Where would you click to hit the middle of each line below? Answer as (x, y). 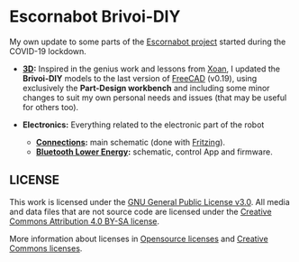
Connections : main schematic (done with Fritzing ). (131, 142)
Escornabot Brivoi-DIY (95, 17)
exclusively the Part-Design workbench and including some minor (146, 88)
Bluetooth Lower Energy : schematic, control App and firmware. (154, 152)
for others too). (50, 107)
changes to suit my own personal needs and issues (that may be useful (154, 98)
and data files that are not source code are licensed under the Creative (140, 211)
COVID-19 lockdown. (48, 51)
